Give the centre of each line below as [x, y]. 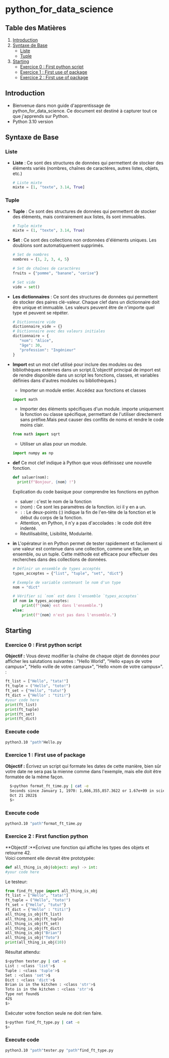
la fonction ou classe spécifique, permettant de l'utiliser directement [91, 414]
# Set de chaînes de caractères [46, 269]
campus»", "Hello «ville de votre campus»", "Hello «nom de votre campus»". [84, 667]
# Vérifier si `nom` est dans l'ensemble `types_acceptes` [76, 596]
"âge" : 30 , [31, 345]
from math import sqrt [36, 434]
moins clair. [32, 425]
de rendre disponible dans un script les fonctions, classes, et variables [86, 375]
